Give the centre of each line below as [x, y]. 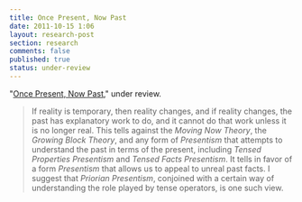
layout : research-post [52, 34]
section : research [44, 43]
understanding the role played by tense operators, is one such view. [157, 188]
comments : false [40, 51]
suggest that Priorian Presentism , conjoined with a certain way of [153, 178]
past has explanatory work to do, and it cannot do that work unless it [159, 120]
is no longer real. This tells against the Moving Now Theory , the [149, 130]
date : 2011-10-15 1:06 [52, 26]
